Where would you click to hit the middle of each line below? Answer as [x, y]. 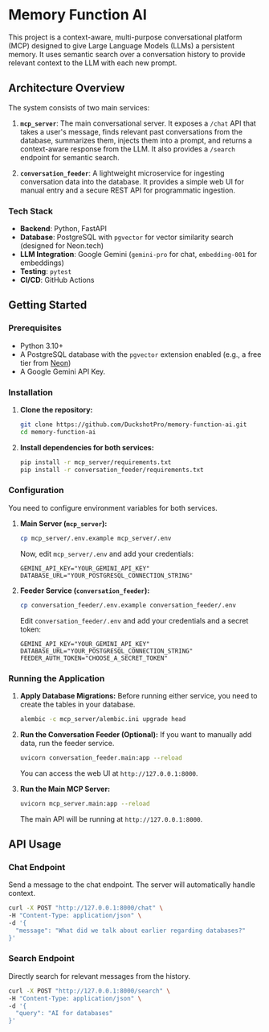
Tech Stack [31, 211]
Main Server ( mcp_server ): [63, 523]
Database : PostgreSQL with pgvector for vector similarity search [127, 237]
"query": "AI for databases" [64, 1013]
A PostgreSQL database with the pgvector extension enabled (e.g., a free [141, 354]
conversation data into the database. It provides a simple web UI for [132, 181]
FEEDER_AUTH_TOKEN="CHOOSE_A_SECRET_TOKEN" [94, 658]
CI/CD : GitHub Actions [57, 280]
